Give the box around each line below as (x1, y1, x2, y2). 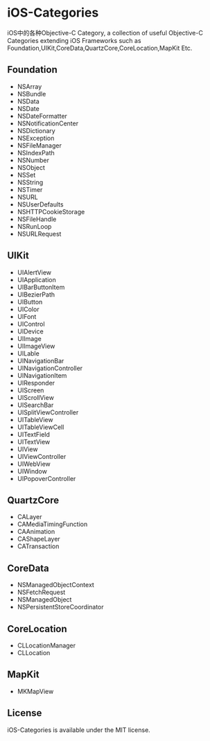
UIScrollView (17, 393, 54, 401)
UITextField (17, 430, 51, 438)
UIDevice (17, 327, 44, 335)
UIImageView (17, 342, 55, 350)
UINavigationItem (17, 371, 67, 379)
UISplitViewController (17, 408, 79, 417)
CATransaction (17, 542, 60, 550)
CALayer (17, 513, 43, 521)
